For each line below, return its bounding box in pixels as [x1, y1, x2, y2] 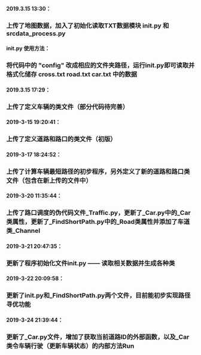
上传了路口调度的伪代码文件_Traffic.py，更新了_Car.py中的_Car [6, 209, 191, 217]
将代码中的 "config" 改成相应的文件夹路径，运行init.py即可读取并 [6, 61, 195, 69]
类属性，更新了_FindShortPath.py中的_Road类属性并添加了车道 [6, 218, 190, 226]
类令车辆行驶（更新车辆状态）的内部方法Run [6, 341, 135, 350]
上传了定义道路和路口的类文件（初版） [6, 135, 117, 143]
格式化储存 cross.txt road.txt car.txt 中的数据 [6, 70, 138, 78]
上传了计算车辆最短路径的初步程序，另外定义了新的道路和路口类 [6, 167, 190, 175]
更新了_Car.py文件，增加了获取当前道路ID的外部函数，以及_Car [6, 332, 190, 341]
